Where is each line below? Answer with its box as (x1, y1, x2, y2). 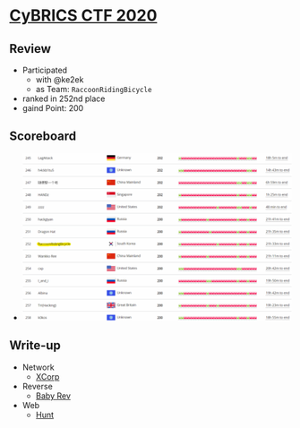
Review (9, 41, 52, 56)
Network (21, 362, 56, 372)
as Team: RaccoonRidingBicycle (35, 84, 152, 94)
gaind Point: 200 (21, 103, 84, 113)
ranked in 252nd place (21, 93, 106, 104)
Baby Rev (35, 390, 72, 401)
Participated (21, 64, 68, 75)
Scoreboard (9, 129, 77, 144)
